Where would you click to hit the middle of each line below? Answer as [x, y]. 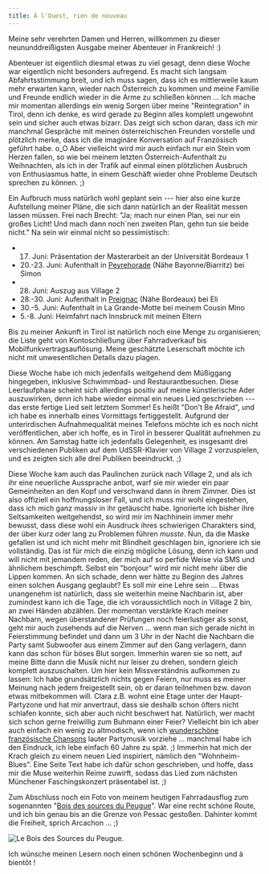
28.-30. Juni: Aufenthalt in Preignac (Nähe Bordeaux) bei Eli [119, 299]
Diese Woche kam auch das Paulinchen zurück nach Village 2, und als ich [130, 474]
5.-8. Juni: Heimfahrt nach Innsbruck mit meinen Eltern [111, 316]
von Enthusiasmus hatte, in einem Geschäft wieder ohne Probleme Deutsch [133, 174]
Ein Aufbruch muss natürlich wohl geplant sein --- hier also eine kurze [124, 198]
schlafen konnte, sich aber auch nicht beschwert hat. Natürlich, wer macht [132, 713]
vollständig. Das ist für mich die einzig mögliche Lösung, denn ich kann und [133, 551]
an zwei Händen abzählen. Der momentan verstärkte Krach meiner [118, 610]
